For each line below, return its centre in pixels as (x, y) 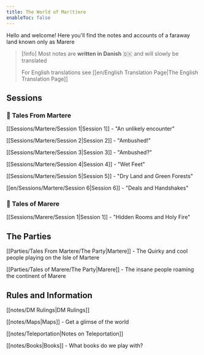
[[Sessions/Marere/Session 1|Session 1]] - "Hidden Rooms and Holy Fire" (98, 217)
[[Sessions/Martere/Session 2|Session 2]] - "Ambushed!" (79, 141)
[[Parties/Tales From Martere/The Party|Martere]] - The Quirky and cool (97, 251)
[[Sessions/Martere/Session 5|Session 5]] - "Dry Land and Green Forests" (100, 176)
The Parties (29, 236)
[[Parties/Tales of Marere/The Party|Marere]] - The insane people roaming (100, 269)
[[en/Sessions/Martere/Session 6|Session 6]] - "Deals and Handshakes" (97, 188)
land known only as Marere (40, 42)
